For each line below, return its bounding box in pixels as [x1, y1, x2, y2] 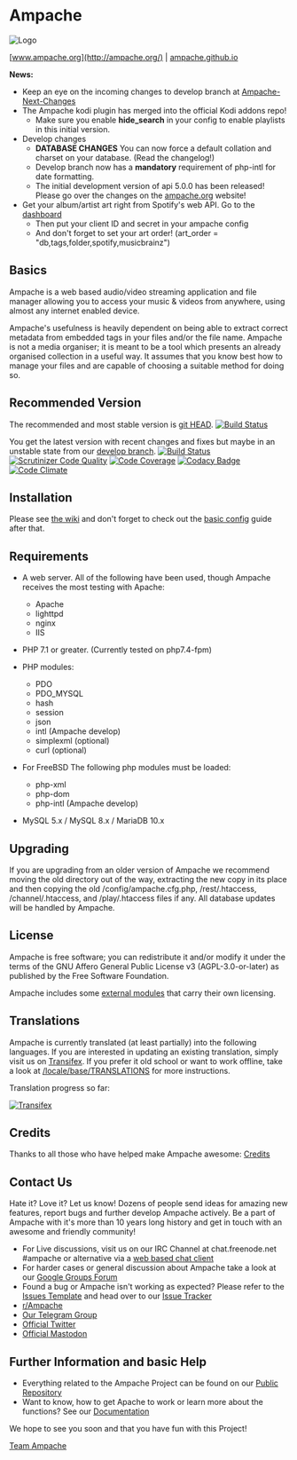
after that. [9, 523, 45, 533]
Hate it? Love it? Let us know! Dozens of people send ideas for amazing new [9, 1198, 288, 1209]
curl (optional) [35, 745, 87, 755]
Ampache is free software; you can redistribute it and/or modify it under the [9, 951, 286, 962]
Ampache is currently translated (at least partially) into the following [9, 1037, 257, 1047]
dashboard [21, 209, 62, 219]
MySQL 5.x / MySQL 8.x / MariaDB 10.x [21, 816, 165, 826]
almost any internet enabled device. [9, 305, 140, 316]
